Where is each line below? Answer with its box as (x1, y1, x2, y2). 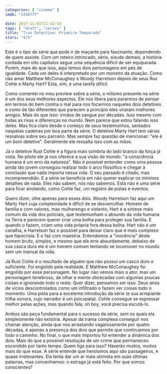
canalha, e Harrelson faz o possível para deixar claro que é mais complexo (5, 227, 159, 233)
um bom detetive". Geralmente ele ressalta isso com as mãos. (5, 139, 132, 145)
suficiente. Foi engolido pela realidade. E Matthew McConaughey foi (5, 264, 146, 270)
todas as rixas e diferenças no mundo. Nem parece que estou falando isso (5, 117, 158, 123)
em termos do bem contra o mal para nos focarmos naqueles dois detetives (5, 101, 161, 107)
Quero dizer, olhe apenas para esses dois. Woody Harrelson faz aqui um (5, 195, 154, 201)
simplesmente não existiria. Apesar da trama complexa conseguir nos (5, 316, 148, 322)
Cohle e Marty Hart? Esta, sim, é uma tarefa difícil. (5, 81, 109, 87)
